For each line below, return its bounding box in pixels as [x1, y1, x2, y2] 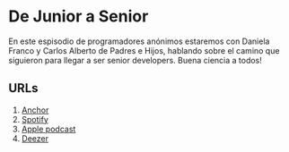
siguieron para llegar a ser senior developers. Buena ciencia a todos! [8, 55, 262, 65]
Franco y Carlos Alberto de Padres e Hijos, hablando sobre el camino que [8, 45, 280, 55]
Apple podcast [21, 123, 76, 134]
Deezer [21, 132, 48, 144]
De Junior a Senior [8, 6, 149, 27]
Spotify [21, 114, 48, 124]
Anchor [21, 105, 49, 115]
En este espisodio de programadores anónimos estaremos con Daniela [8, 36, 270, 46]
